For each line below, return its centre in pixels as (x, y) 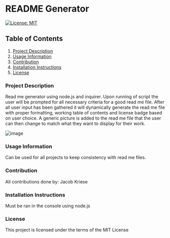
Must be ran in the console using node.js (48, 206)
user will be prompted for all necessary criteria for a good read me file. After (85, 102)
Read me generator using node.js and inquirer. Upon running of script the (82, 97)
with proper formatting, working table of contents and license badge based (84, 113)
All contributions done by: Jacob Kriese (46, 182)
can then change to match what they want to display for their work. (75, 124)
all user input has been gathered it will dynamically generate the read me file (85, 107)
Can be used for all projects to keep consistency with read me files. (76, 157)
